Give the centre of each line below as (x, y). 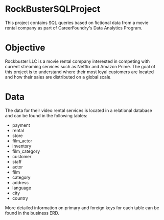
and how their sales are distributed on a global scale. (58, 77)
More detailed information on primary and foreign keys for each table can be (82, 208)
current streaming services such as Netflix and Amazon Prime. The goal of (80, 66)
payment (21, 125)
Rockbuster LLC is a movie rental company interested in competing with (78, 61)
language (22, 188)
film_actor (22, 140)
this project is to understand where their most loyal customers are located (80, 72)
